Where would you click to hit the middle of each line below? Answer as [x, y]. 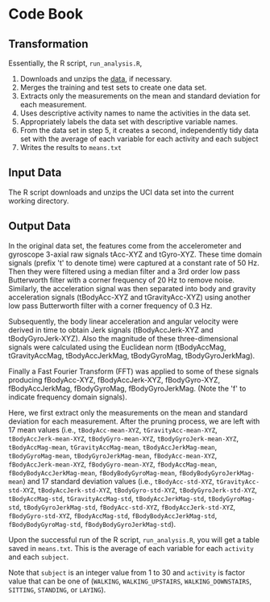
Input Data [35, 173]
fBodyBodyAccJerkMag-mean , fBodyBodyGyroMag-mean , [93, 472]
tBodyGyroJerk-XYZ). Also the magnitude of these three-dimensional [123, 338]
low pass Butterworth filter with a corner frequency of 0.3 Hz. [110, 305]
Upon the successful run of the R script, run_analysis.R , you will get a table [134, 539]
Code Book [46, 14]
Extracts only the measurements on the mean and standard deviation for [140, 96]
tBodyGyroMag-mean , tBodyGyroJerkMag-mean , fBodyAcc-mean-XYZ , [113, 455]
